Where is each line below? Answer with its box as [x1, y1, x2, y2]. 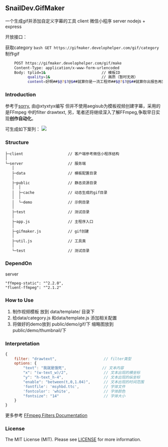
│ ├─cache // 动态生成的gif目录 [11, 190, 107, 195]
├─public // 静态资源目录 [11, 180, 97, 185]
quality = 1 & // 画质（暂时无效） [27, 74, 138, 79]
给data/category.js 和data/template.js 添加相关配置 [12, 315, 117, 321]
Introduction [5, 91, 36, 98]
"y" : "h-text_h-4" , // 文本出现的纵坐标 [23, 375, 140, 380]
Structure [5, 139, 29, 146]
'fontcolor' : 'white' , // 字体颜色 [23, 388, 126, 394]
